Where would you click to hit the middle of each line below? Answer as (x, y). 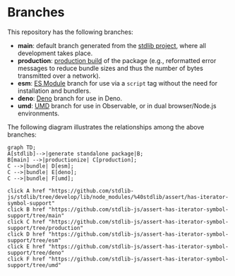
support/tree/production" (45, 228)
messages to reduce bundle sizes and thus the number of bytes (110, 68)
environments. (38, 113)
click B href (26, 209)
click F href (26, 259)
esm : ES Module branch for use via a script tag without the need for (117, 83)
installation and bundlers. (54, 91)
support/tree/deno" (36, 253)
